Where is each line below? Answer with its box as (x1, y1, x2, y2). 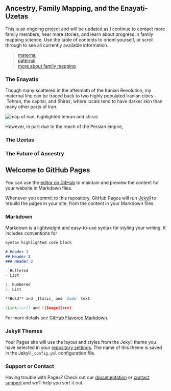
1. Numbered (5, 282, 31, 287)
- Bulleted (5, 268, 29, 273)
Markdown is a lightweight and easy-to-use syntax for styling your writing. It (5, 225, 166, 231)
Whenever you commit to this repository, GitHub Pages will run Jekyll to (5, 195, 157, 201)
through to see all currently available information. (5, 42, 109, 48)
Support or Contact (5, 363, 55, 370)
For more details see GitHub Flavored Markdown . (5, 315, 109, 321)
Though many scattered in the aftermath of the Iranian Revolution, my (5, 87, 152, 94)
